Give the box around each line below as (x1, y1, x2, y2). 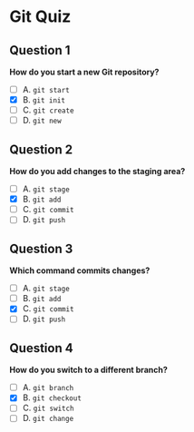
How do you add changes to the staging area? (9, 166, 186, 177)
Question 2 (9, 142, 73, 157)
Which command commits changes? (9, 265, 150, 276)
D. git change (22, 413, 74, 424)
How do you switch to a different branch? (9, 365, 168, 376)
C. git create (22, 104, 74, 115)
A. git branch (22, 382, 74, 393)
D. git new (22, 115, 62, 126)
